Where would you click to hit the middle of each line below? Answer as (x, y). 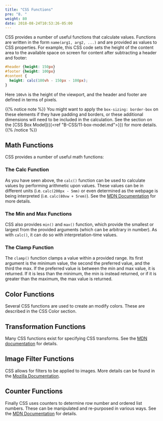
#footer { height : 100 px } (30, 71)
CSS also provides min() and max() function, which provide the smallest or (80, 224)
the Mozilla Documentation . (33, 376)
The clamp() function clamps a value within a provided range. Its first (74, 258)
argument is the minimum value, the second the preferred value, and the (77, 263)
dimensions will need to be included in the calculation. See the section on (79, 119)
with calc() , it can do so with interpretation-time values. (61, 235)
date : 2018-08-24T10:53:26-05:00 (39, 23)
